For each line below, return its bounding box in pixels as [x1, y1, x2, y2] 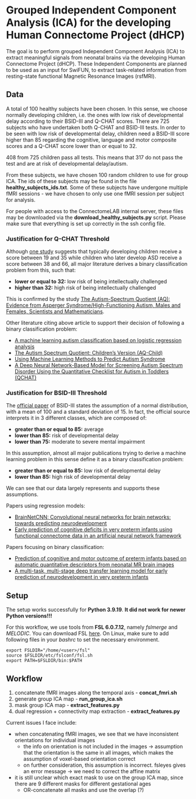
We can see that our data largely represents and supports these [6, 485, 160, 492]
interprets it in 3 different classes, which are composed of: [6, 414, 147, 421]
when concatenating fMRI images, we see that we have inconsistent [14, 730, 179, 738]
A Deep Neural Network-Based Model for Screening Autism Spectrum [14, 362, 183, 369]
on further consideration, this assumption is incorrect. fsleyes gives [23, 762, 186, 769]
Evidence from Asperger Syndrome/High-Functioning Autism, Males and [6, 302, 181, 309]
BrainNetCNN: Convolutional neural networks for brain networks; [14, 513, 171, 521]
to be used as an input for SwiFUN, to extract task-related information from [6, 66, 187, 73]
